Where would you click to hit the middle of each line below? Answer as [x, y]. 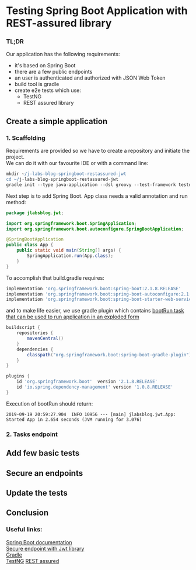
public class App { [30, 245]
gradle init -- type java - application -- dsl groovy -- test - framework [91, 185]
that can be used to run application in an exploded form [73, 317]
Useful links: [24, 530]
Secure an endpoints [45, 473]
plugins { [18, 376]
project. [15, 157]
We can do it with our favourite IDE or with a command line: [77, 163]
